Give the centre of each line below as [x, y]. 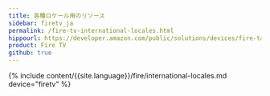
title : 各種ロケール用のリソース [57, 16]
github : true [30, 53]
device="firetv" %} [40, 84]
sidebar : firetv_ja [41, 23]
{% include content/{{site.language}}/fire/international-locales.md [118, 76]
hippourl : [25, 38]
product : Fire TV [37, 46]
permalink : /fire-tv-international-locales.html [91, 30]
